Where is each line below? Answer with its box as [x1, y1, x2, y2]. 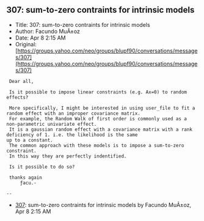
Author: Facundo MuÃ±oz [15, 27, 81, 35]
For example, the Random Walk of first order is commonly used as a [9, 115, 188, 121]
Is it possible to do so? [9, 164, 75, 170]
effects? [6, 94, 29, 100]
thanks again [9, 174, 43, 181]
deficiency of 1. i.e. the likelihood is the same [6, 131, 138, 138]
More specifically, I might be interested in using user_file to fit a [9, 105, 195, 111]
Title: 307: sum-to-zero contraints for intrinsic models [15, 21, 151, 28]
